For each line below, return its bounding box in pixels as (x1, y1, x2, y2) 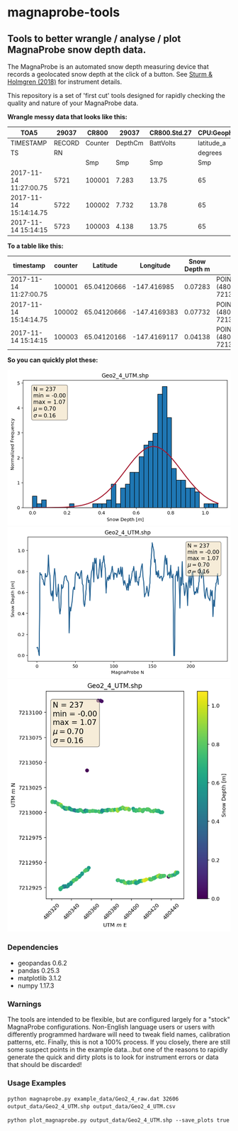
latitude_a (198, 138, 227, 147)
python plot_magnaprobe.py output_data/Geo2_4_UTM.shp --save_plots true (7, 1117, 230, 1124)
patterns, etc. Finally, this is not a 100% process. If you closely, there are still (7, 1038, 230, 1047)
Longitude (140, 261, 171, 270)
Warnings (7, 999, 42, 1009)
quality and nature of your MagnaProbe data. (7, 99, 139, 107)
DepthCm (115, 138, 144, 147)
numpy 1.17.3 (17, 981, 55, 990)
